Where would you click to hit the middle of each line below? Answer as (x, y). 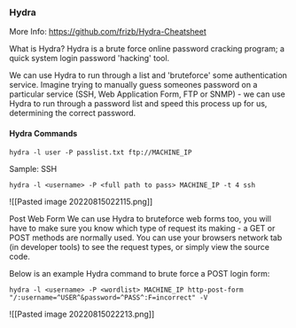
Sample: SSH (33, 168)
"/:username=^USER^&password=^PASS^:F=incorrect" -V (109, 297)
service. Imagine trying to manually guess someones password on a (133, 85)
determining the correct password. (73, 113)
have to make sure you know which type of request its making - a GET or (142, 228)
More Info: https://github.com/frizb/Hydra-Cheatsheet (108, 32)
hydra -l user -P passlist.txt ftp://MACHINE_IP (101, 152)
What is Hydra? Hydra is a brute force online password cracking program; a (147, 49)
